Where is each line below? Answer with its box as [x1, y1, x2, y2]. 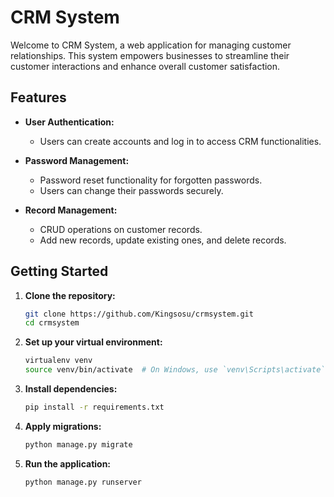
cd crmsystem [24, 318, 80, 328]
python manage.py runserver [24, 477, 142, 487]
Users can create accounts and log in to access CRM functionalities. [39, 135, 322, 147]
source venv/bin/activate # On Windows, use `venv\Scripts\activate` [24, 365, 326, 375]
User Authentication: [24, 116, 115, 128]
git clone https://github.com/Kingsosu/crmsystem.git [24, 309, 254, 319]
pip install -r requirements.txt [24, 402, 165, 413]
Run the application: [24, 457, 112, 470]
